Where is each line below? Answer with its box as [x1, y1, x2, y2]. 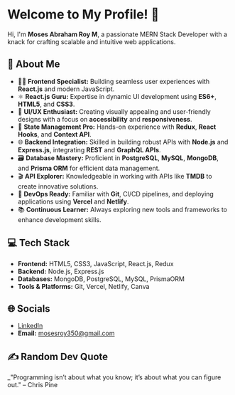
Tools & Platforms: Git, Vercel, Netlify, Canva [17, 282, 150, 290]
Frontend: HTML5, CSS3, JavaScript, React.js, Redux [17, 259, 174, 268]
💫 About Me [7, 58, 60, 70]
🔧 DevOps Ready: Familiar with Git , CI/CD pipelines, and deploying [17, 189, 214, 198]
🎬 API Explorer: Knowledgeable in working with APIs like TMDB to [17, 172, 212, 180]
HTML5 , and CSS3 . [17, 100, 75, 108]
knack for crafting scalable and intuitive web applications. [7, 37, 176, 46]
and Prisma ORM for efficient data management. [17, 164, 160, 172]
